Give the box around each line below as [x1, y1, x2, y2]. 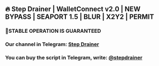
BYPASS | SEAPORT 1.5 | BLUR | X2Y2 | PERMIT [5, 13, 155, 21]
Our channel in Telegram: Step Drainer [5, 41, 99, 48]
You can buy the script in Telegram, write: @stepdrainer [5, 54, 143, 61]
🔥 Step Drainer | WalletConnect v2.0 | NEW [5, 5, 141, 13]
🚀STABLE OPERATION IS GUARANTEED [5, 28, 102, 35]
